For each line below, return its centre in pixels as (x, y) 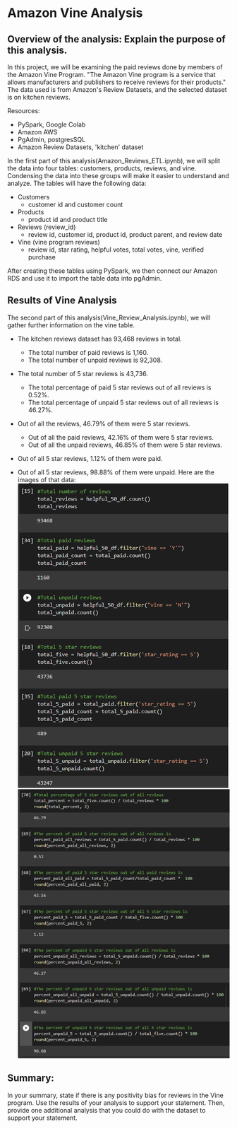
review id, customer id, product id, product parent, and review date (125, 234)
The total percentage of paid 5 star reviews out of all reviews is (120, 387)
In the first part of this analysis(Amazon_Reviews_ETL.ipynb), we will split (114, 161)
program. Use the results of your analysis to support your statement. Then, (116, 1102)
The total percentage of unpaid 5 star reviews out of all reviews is (123, 402)
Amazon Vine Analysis (75, 13)
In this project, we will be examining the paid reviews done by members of (115, 67)
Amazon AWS (37, 132)
